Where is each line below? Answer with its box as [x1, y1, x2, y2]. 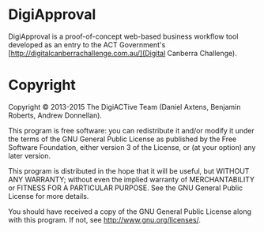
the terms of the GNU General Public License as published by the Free [8, 134, 237, 144]
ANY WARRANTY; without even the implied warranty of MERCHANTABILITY [8, 174, 255, 184]
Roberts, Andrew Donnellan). [8, 110, 103, 120]
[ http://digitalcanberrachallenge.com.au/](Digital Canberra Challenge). [8, 48, 237, 58]
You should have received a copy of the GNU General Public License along [8, 207, 251, 216]
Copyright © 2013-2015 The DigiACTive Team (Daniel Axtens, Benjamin [8, 102, 241, 111]
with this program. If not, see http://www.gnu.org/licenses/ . [8, 215, 202, 224]
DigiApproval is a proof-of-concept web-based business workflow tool [8, 32, 239, 41]
